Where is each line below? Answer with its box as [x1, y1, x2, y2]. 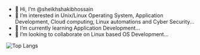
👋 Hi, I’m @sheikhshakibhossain [14, 6, 94, 12]
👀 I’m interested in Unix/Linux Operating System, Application [14, 12, 164, 19]
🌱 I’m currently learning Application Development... [14, 24, 140, 31]
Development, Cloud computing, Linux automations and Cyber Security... [14, 18, 195, 25]
